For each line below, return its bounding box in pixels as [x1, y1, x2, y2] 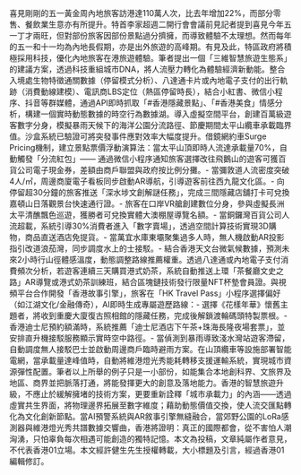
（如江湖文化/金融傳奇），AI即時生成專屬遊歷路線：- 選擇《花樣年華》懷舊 [9, 299, 280, 309]
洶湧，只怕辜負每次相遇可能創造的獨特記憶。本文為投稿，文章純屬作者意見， [9, 434, 292, 444]
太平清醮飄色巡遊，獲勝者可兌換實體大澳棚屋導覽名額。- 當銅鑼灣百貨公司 [9, 210, 282, 220]
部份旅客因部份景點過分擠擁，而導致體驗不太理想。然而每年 [71, 30, 292, 40]
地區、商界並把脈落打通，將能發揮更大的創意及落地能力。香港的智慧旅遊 [9, 377, 276, 388]
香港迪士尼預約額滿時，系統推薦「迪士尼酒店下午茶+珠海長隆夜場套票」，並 [9, 322, 286, 332]
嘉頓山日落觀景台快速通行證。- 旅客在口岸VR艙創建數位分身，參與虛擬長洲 [9, 198, 285, 209]
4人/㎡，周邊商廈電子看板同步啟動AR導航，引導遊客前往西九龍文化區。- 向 [9, 176, 285, 186]
